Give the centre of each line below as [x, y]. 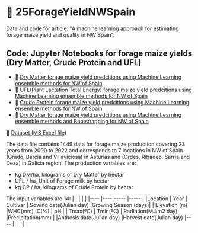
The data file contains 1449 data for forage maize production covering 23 [96, 144]
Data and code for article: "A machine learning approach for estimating [92, 28]
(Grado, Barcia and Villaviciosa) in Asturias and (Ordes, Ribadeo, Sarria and [98, 157]
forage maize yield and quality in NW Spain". [60, 34]
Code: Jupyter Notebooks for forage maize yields [99, 54]
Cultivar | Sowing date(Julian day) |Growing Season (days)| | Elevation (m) [97, 205]
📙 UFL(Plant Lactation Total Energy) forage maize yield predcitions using [103, 90]
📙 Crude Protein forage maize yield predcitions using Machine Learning [102, 102]
